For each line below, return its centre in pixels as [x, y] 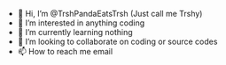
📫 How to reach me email [65, 51]
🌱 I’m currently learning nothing [75, 32]
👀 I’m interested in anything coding [81, 23]
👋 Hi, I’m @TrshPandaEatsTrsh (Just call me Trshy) [110, 14]
